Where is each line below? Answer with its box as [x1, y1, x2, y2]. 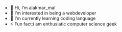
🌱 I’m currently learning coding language [10, 15, 96, 21]
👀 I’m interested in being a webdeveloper [10, 10, 96, 16]
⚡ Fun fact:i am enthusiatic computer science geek [10, 21, 117, 27]
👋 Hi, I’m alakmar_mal [10, 5, 56, 10]
